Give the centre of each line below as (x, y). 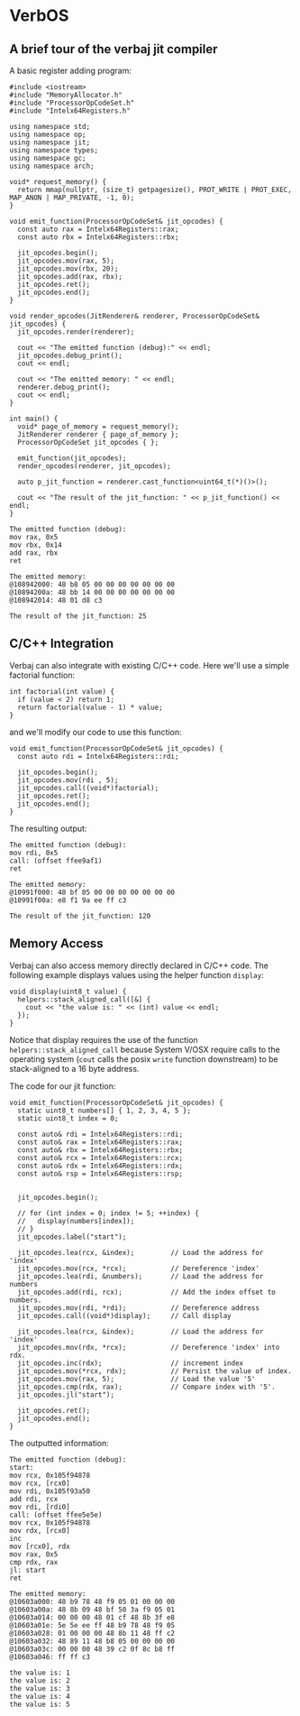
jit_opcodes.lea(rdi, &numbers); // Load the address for (141, 1276)
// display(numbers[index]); (76, 1221)
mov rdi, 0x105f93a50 (50, 1491)
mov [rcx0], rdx (40, 1546)
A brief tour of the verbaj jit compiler (114, 49)
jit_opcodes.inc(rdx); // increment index (131, 1363)
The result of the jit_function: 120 (80, 916)
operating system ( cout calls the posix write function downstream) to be (144, 1059)
